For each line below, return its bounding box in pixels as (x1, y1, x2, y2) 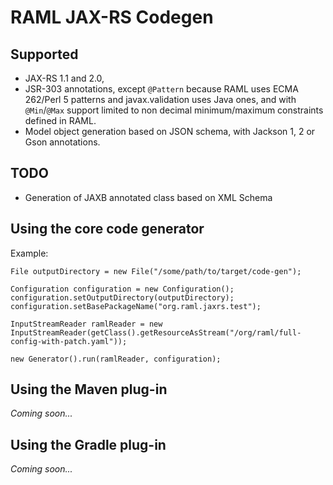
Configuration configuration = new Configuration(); (10, 284, 235, 294)
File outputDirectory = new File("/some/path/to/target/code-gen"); (10, 266, 302, 276)
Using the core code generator (10, 221, 205, 238)
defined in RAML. (24, 115, 97, 126)
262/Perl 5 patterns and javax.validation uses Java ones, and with (24, 94, 297, 105)
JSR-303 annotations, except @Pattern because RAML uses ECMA (24, 83, 299, 95)
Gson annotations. (24, 136, 101, 148)
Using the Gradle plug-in (10, 436, 167, 453)
